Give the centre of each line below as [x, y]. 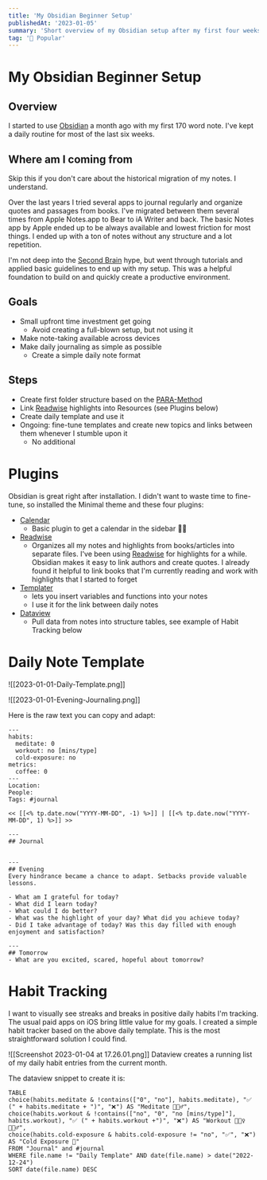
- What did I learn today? [53, 904]
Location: [25, 786]
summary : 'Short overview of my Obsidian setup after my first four [124, 30]
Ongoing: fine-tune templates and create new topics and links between [136, 425]
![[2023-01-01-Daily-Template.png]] [67, 684]
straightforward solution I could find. [68, 1039]
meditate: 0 [35, 743]
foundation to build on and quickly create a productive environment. [119, 277]
